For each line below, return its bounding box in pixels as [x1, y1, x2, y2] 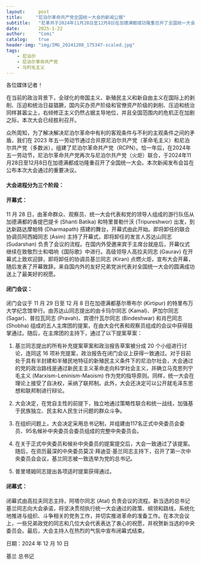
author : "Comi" [6, 31, 55, 37]
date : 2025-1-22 [6, 25, 63, 32]
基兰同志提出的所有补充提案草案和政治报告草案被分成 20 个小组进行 [14, 342, 182, 350]
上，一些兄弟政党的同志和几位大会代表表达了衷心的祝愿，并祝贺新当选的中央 [6, 520, 195, 527]
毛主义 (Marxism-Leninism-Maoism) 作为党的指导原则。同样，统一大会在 [14, 372, 194, 380]
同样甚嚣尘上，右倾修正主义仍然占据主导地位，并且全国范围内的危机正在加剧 [6, 109, 195, 117]
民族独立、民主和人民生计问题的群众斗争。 [20, 407, 126, 414]
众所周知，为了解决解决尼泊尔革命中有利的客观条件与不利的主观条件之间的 [6, 129, 190, 136]
